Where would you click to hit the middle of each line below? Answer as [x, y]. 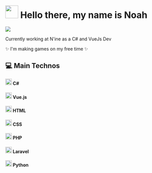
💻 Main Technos [33, 66]
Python [21, 165]
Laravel [21, 152]
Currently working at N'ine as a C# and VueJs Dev [58, 39]
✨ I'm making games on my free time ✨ [47, 49]
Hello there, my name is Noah [84, 15]
